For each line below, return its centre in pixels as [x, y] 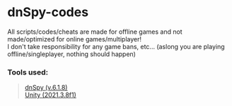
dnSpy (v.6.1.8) [46, 88]
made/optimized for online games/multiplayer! [74, 39]
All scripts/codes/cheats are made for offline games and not [95, 32]
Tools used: [28, 72]
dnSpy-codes [48, 12]
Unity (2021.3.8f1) [50, 95]
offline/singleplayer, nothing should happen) [72, 54]
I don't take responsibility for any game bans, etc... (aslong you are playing [116, 46]
